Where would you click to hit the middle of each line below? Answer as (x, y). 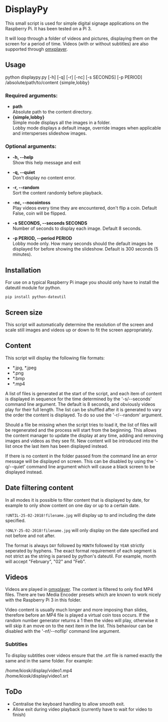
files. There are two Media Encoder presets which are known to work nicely (83, 595)
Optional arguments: (31, 146)
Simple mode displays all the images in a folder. (62, 123)
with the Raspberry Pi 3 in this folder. (43, 600)
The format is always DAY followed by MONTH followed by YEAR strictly (75, 545)
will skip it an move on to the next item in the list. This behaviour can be (79, 626)
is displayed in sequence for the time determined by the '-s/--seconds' (78, 399)
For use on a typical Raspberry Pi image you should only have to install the (82, 282)
